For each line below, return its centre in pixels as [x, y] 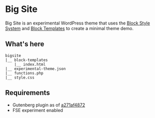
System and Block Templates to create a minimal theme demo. [69, 28]
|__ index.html [30, 64]
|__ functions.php [24, 73]
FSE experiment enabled [38, 110]
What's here [25, 44]
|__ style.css [20, 77]
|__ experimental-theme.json [35, 68]
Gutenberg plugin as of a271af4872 [49, 105]
